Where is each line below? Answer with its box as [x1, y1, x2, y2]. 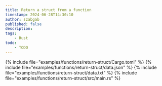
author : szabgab [5, 17, 39, 22]
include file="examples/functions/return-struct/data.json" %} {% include [5, 64, 157, 70]
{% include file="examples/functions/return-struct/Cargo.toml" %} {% [5, 59, 152, 65]
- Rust [14, 36, 28, 41]
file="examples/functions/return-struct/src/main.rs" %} [5, 75, 121, 81]
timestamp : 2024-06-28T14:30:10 [5, 12, 73, 17]
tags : [5, 31, 17, 36]
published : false [5, 21, 42, 27]
